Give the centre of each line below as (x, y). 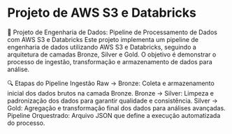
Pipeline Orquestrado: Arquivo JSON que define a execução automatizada (114, 115)
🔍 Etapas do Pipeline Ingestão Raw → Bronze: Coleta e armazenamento (111, 83)
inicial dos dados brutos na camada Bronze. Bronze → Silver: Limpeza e (111, 93)
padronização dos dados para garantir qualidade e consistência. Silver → (113, 100)
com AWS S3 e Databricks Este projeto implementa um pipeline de (103, 39)
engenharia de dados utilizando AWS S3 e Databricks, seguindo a (102, 47)
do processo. (26, 123)
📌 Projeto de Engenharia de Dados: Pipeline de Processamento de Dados (113, 32)
